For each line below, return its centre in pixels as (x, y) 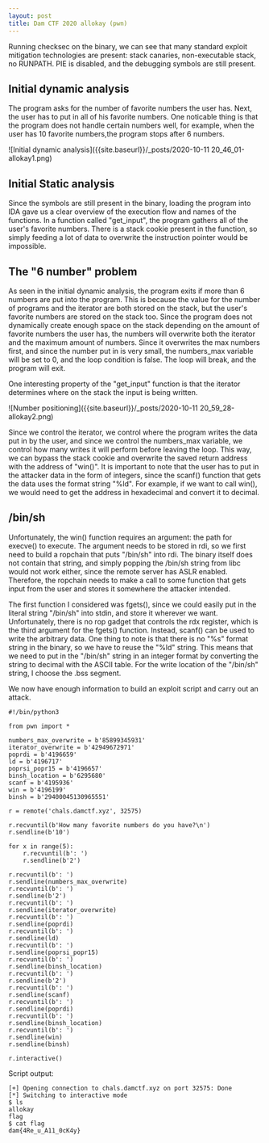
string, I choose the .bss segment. (65, 673)
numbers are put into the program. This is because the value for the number (134, 299)
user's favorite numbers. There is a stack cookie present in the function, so (133, 229)
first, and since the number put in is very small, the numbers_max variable (131, 351)
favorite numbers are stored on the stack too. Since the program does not (130, 317)
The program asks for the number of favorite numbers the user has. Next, (130, 108)
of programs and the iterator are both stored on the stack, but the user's (128, 308)
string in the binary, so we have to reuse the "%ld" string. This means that (131, 647)
